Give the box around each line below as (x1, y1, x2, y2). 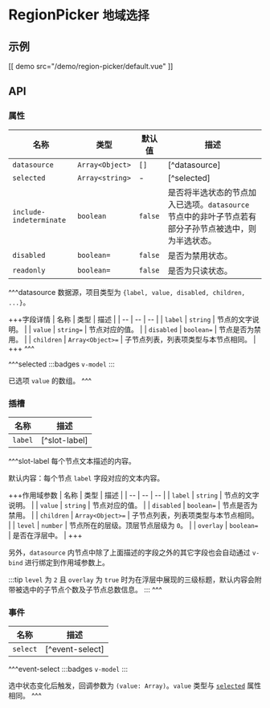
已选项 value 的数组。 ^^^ (8, 375, 92, 385)
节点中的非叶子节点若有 (167, 211, 257, 222)
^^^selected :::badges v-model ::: (8, 359, 115, 369)
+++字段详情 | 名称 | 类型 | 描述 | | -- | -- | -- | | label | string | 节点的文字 (8, 314, 253, 324)
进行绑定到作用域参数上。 (24, 557, 110, 567)
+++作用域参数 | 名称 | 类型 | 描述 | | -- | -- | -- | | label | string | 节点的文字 (8, 490, 260, 500)
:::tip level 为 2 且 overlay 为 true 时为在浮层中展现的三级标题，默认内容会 (8, 575, 255, 584)
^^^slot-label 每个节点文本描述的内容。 (8, 456, 137, 465)
